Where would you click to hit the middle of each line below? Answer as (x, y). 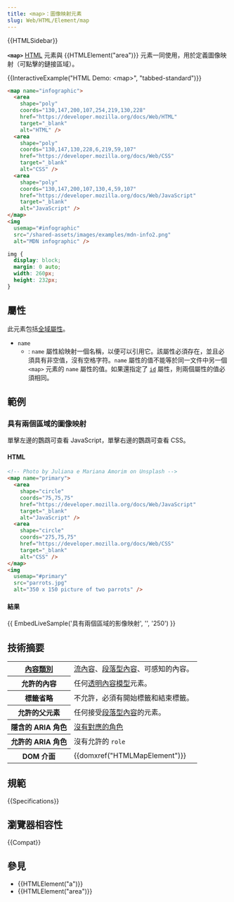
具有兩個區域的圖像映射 (47, 423)
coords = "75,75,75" (47, 498)
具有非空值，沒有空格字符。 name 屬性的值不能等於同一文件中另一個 (131, 360)
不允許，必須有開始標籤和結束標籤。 (134, 698)
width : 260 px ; (34, 274)
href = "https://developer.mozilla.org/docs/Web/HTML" (99, 117)
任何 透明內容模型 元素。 (112, 684)
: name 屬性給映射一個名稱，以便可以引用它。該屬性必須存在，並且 (123, 351)
